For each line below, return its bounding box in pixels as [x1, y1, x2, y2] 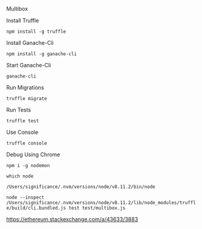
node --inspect [6, 194, 45, 201]
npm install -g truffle [6, 28, 67, 35]
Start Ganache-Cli [6, 62, 51, 68]
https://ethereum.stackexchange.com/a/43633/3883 [6, 216, 138, 223]
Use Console [6, 128, 39, 136]
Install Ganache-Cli [6, 39, 54, 46]
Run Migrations [6, 84, 44, 91]
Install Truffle [6, 17, 39, 24]
